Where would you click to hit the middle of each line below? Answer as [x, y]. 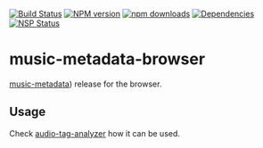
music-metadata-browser [107, 59]
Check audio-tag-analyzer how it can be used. [95, 133]
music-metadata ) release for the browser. [86, 84]
